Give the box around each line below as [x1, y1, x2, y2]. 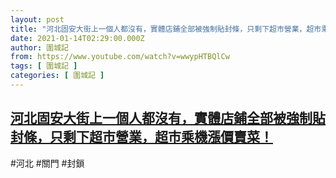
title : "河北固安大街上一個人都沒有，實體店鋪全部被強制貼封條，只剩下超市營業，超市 [10, 24, 322, 34]
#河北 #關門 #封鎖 [10, 157, 85, 169]
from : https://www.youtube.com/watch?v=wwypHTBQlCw [10, 52, 230, 62]
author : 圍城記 [10, 42, 69, 53]
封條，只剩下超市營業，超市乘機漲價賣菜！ [10, 129, 273, 146]
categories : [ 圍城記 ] [10, 71, 105, 81]
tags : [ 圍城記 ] [10, 61, 78, 71]
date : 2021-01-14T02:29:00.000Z [10, 33, 145, 43]
